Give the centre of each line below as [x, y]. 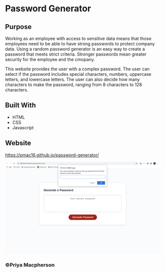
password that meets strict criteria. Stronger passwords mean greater [76, 54]
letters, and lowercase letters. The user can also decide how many [73, 79]
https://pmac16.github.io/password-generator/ [52, 155]
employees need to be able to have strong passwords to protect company [80, 44]
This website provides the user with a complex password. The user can [78, 69]
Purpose [18, 27]
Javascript [23, 127]
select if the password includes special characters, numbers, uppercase [78, 74]
